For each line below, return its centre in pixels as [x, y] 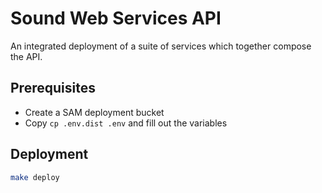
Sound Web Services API [116, 18]
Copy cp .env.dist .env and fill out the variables [126, 123]
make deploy [35, 177]
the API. [26, 56]
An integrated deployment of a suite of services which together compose [161, 46]
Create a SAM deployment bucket [94, 112]
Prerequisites [53, 88]
